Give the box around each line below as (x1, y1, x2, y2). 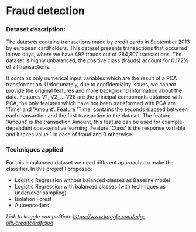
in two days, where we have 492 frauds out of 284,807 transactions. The (6, 51, 183, 58)
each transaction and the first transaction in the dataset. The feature (6, 112, 171, 119)
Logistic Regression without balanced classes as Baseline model (14, 176, 170, 183)
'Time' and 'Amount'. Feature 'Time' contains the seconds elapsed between (6, 106, 188, 113)
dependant (6, 125, 33, 132)
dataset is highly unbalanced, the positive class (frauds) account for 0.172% (6, 57, 189, 64)
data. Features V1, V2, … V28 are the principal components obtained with (6, 93, 183, 100)
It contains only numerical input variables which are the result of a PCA (6, 75, 177, 82)
